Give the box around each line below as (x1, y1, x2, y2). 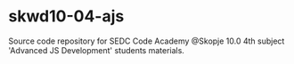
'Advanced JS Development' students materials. (8, 44, 184, 55)
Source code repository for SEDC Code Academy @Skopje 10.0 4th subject (8, 36, 285, 46)
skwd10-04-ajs (8, 6, 125, 27)
